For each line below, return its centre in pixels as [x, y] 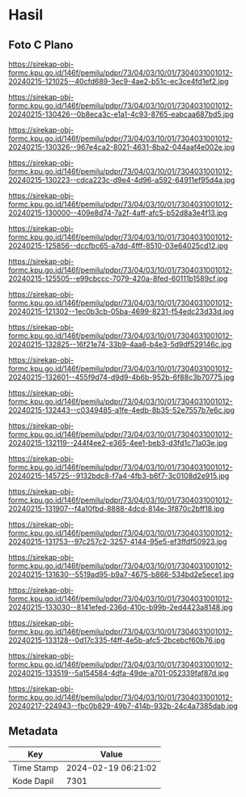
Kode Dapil [33, 781]
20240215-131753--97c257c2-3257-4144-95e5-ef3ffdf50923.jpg [118, 541]
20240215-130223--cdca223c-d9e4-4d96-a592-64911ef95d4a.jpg [122, 180]
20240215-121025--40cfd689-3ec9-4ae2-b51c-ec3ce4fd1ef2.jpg [119, 81]
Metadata [33, 731]
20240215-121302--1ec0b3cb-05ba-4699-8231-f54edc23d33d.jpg [121, 312]
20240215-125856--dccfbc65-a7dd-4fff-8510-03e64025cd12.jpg [118, 246]
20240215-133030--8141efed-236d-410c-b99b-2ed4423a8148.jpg [121, 607]
